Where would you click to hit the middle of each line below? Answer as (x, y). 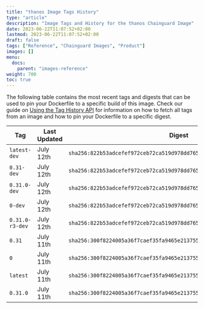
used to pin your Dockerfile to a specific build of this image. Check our (95, 103)
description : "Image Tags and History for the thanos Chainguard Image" (100, 23)
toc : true (19, 80)
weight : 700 (21, 74)
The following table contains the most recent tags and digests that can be (98, 97)
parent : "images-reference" (53, 68)
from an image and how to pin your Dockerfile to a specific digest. (89, 117)
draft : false (23, 40)
